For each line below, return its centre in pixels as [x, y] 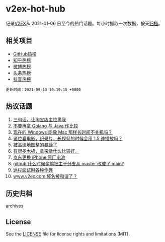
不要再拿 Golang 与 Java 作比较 [46, 126]
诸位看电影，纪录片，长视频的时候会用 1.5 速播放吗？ [68, 138]
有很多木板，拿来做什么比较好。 [46, 151]
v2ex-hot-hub [36, 9]
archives [15, 206]
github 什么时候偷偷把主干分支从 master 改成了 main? [68, 163]
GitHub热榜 [25, 54]
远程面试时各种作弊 [33, 170]
